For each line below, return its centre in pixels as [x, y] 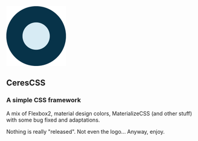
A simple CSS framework [44, 100]
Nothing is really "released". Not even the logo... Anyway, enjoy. [85, 131]
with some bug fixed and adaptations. [53, 120]
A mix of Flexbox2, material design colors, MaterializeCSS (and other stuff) [99, 113]
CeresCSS [26, 83]
